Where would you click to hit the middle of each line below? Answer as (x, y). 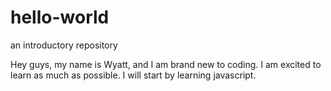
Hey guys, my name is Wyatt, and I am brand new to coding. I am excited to (166, 64)
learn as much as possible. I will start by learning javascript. (133, 75)
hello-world (60, 17)
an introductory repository (64, 45)
